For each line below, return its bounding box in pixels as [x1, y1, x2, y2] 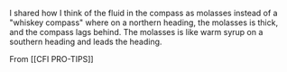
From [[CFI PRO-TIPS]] [9, 54, 94, 64]
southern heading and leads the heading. [9, 36, 162, 47]
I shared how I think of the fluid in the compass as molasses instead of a [9, 8, 278, 18]
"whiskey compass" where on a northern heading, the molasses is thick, [9, 17, 278, 28]
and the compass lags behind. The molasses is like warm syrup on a [9, 27, 264, 37]
